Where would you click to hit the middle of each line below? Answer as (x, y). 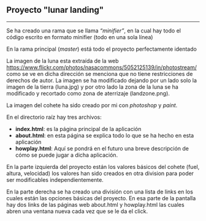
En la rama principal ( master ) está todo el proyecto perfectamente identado (102, 49)
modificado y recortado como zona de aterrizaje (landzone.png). (88, 93)
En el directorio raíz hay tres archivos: (54, 117)
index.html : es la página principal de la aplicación (78, 129)
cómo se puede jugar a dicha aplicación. (67, 155)
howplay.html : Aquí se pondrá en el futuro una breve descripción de (102, 148)
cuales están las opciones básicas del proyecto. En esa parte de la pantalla (101, 198)
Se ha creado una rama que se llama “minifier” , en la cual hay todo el (93, 31)
